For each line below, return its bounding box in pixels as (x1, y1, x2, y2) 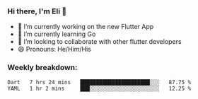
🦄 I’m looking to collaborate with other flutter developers (17, 37, 182, 46)
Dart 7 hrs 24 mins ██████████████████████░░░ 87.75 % (7, 78, 192, 86)
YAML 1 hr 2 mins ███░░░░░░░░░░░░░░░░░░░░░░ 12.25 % (7, 85, 192, 92)
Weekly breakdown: (7, 63, 78, 73)
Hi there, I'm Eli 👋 (7, 6, 67, 16)
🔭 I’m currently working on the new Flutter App (17, 23, 154, 31)
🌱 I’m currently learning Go (17, 30, 96, 38)
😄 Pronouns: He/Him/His (17, 45, 92, 54)
